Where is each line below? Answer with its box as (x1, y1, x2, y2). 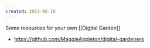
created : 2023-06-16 (5, 8, 56, 14)
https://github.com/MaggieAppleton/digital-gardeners (13, 35, 144, 42)
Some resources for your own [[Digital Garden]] (5, 24, 121, 31)
